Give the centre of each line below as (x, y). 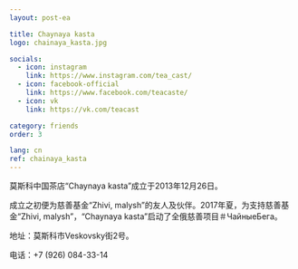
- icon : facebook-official (68, 84)
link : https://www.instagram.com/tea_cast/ (109, 76)
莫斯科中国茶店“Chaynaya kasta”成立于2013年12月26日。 (116, 186)
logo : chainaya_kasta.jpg (58, 43)
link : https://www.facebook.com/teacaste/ (107, 92)
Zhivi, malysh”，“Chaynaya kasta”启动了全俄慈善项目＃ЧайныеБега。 (152, 216)
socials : (26, 59)
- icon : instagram (53, 67)
